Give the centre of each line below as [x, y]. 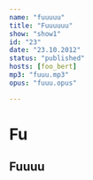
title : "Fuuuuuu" [41, 26]
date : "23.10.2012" [45, 50]
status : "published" [47, 58]
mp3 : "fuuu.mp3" [39, 75]
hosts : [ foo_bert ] [43, 67]
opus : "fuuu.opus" [43, 83]
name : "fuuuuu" [37, 17]
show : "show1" [35, 34]
